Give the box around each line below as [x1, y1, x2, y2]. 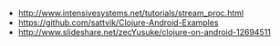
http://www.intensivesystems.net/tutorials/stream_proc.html [17, 8, 244, 18]
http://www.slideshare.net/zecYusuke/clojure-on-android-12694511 [17, 27, 272, 37]
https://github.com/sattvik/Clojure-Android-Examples [17, 17, 219, 28]
